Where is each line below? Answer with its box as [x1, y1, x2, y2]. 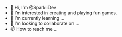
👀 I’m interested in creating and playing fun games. [10, 10, 117, 16]
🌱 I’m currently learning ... [10, 15, 65, 21]
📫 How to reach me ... [10, 26, 58, 32]
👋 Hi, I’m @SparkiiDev [10, 5, 56, 10]
